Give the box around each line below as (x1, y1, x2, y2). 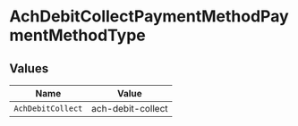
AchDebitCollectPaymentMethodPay (9, 6, 289, 27)
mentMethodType (9, 25, 146, 46)
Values (9, 61, 49, 76)
